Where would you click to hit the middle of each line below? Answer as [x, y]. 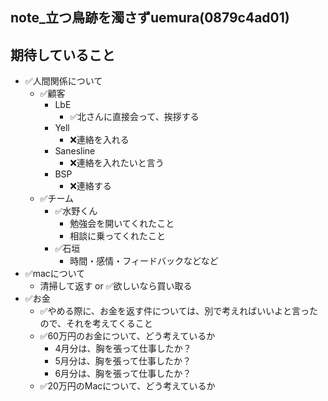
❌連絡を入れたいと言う [117, 163]
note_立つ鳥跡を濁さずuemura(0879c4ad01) [150, 18]
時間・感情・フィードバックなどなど [144, 261]
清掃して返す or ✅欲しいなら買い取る [116, 286]
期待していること [63, 54]
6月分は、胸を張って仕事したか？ [123, 374]
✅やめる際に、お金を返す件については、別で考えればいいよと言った [179, 311]
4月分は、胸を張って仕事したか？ [123, 349]
